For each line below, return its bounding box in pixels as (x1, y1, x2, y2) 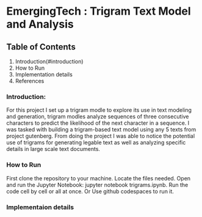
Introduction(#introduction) (15, 58, 84, 65)
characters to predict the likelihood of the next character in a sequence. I (6, 119, 190, 127)
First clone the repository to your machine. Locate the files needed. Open (6, 174, 191, 182)
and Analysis (6, 17, 74, 31)
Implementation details (15, 71, 73, 78)
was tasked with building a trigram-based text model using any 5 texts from (6, 126, 197, 133)
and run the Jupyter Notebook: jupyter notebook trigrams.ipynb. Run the (6, 181, 189, 188)
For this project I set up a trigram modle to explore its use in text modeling (6, 106, 192, 114)
